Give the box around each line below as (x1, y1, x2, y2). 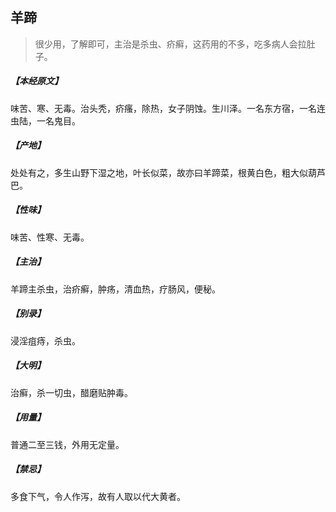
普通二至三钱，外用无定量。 (10, 438, 125, 450)
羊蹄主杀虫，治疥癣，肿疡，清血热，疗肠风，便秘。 (10, 283, 221, 295)
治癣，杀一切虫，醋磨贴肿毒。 (10, 386, 133, 398)
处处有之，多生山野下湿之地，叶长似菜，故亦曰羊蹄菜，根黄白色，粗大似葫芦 (10, 166, 326, 178)
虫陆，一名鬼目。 (10, 114, 81, 127)
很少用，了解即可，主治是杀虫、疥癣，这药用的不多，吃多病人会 (34, 38, 298, 50)
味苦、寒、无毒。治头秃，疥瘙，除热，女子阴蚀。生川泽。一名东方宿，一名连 (10, 102, 326, 114)
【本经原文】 (10, 75, 63, 87)
